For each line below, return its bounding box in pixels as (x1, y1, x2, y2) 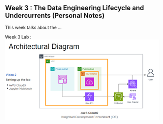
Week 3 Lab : (5, 34, 32, 40)
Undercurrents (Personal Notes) (5, 12, 105, 20)
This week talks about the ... (5, 24, 62, 30)
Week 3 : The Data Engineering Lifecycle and (5, 4, 144, 12)
